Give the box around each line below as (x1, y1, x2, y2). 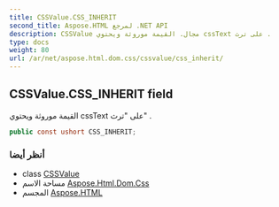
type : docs (9, 37, 50, 47)
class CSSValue (21, 168, 80, 179)
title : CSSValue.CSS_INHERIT (9, 12, 117, 22)
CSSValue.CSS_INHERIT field (9, 87, 174, 102)
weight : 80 (9, 46, 50, 55)
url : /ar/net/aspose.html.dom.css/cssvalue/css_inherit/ (9, 54, 224, 63)
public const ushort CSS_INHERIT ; (9, 127, 137, 136)
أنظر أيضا (9, 148, 45, 160)
